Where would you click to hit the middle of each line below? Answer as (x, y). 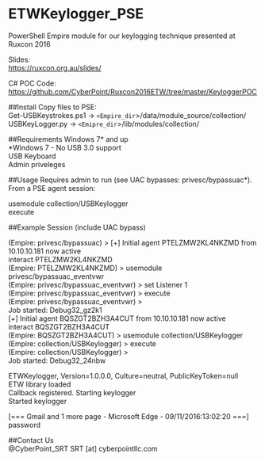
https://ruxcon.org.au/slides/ (55, 67)
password (25, 425)
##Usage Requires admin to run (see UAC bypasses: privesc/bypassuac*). (130, 180)
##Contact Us (31, 440)
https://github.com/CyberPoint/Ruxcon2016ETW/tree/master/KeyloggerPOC (133, 91)
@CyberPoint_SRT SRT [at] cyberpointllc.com (83, 448)
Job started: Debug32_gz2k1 (55, 310)
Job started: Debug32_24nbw (57, 360)
